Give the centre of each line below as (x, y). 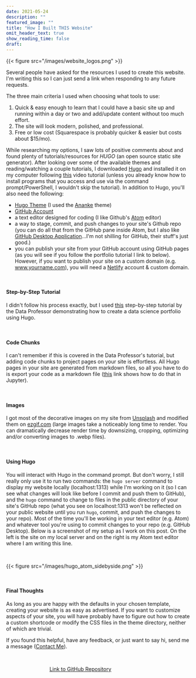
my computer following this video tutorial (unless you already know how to (96, 175)
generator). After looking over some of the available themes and (83, 162)
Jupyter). (17, 380)
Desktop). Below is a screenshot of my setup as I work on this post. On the (96, 531)
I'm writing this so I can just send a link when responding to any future (91, 78)
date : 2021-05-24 (27, 11)
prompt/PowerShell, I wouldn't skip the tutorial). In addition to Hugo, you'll (95, 187)
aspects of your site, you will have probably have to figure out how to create (98, 616)
